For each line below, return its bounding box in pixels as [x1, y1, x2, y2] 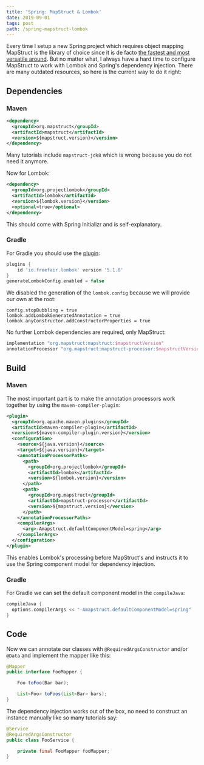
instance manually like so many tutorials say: [6, 714, 118, 721]
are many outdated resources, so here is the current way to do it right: [6, 68, 182, 76]
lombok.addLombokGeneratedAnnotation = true [6, 313, 121, 319]
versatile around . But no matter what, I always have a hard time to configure [6, 55, 196, 63]
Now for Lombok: [6, 169, 50, 177]
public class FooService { [6, 737, 75, 743]
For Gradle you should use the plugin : [6, 250, 100, 257]
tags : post [6, 20, 34, 26]
